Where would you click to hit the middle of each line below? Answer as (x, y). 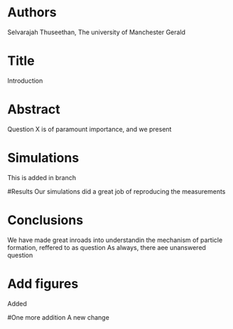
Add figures (43, 284)
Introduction (25, 80)
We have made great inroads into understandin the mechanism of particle (115, 240)
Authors (32, 12)
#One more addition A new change (59, 317)
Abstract (34, 109)
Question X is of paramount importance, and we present (90, 129)
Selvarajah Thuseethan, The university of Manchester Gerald (97, 32)
